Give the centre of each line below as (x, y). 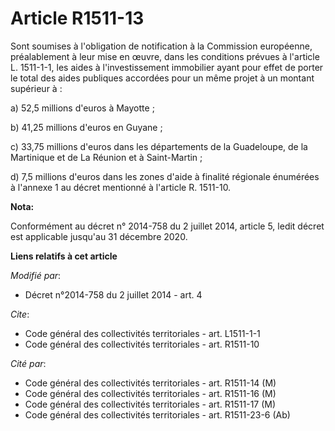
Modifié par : (36, 275)
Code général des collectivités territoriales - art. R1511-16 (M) (150, 393)
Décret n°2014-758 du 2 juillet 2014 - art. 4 (113, 294)
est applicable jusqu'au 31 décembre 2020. (99, 236)
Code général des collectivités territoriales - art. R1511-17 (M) (150, 404)
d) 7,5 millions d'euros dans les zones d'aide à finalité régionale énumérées (165, 176)
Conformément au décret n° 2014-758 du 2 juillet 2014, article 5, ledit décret (167, 226)
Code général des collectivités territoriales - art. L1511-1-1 (142, 333)
